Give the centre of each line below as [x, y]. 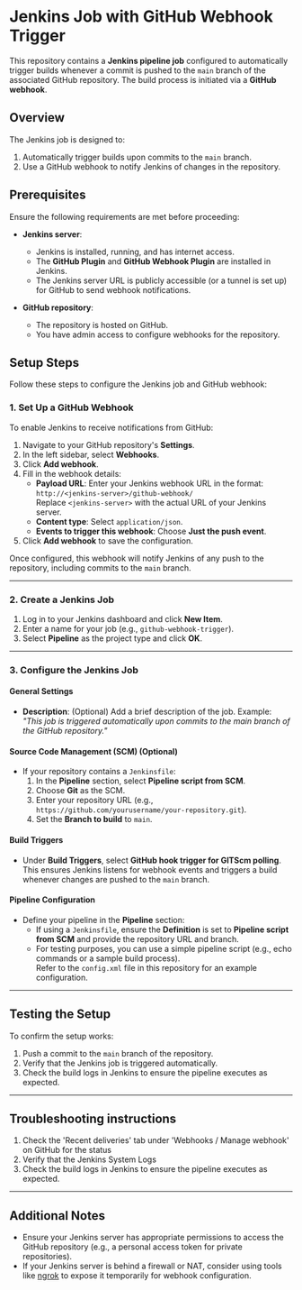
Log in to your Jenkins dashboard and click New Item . [122, 618]
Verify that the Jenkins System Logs [89, 1159]
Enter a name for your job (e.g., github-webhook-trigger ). [128, 628]
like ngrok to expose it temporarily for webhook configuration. [137, 1276]
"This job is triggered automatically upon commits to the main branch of [156, 721]
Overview [37, 118]
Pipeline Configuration [53, 900]
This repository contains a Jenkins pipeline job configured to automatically [149, 60]
